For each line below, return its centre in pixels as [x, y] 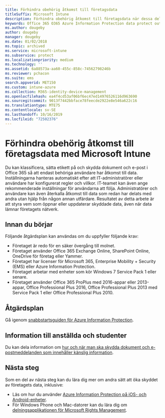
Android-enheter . [30, 399]
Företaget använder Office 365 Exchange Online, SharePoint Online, [81, 251]
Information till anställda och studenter [66, 335]
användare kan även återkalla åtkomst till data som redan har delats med [78, 193]
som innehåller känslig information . [78, 352]
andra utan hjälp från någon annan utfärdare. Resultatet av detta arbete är [80, 199]
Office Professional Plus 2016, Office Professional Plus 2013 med [92, 287]
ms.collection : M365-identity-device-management [56, 92]
